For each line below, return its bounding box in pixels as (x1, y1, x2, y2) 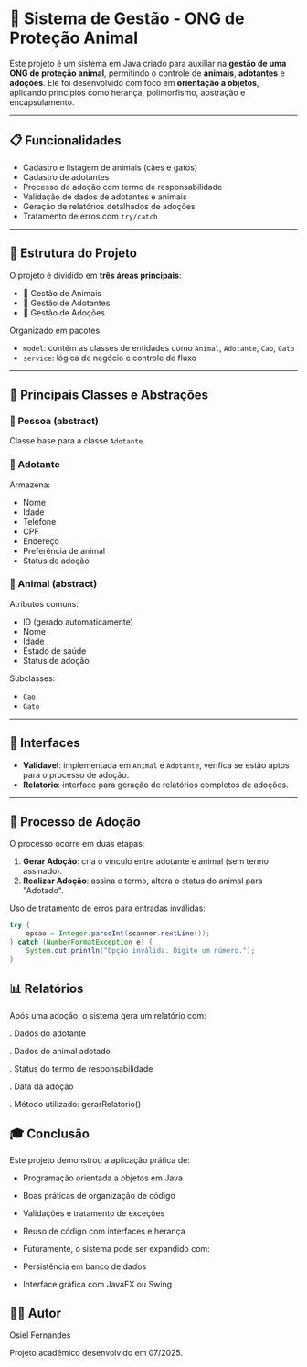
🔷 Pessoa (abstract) (9, 414, 99, 427)
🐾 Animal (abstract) (9, 578, 98, 591)
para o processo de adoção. (22, 769, 130, 780)
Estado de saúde (22, 645, 87, 657)
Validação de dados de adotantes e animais (22, 191, 187, 202)
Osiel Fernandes (9, 1330, 71, 1340)
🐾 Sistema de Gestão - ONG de (9, 8, 245, 29)
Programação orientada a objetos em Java (22, 1172, 184, 1183)
